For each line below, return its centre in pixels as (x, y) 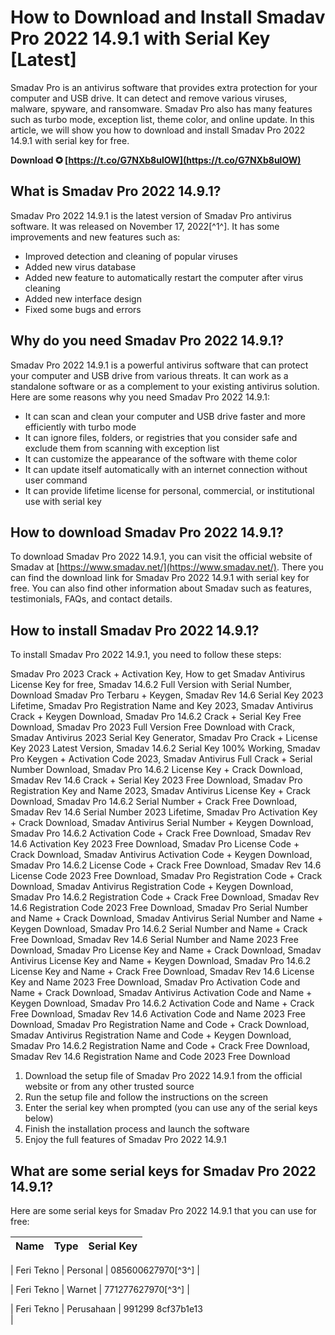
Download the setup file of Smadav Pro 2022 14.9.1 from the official (163, 1076)
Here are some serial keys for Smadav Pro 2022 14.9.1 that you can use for (163, 1210)
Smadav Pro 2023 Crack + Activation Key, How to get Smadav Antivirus (158, 674)
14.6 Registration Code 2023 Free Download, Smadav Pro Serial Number (159, 908)
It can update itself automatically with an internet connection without (166, 469)
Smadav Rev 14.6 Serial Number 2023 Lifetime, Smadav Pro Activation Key (164, 812)
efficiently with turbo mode (80, 427)
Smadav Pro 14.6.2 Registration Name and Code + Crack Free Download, (160, 1046)
